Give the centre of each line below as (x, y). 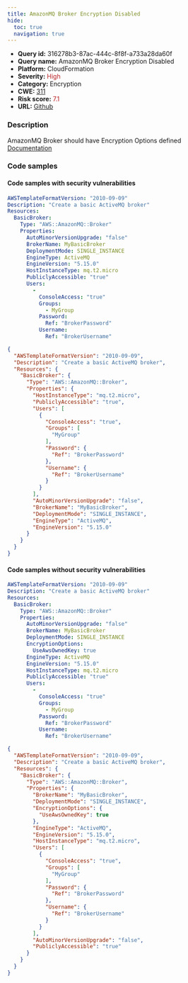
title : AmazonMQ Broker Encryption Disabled (74, 14)
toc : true (28, 27)
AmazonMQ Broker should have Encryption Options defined (94, 140)
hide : (15, 21)
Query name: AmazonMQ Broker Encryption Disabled (96, 62)
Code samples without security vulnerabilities (77, 569)
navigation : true (39, 34)
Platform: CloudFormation (55, 69)
